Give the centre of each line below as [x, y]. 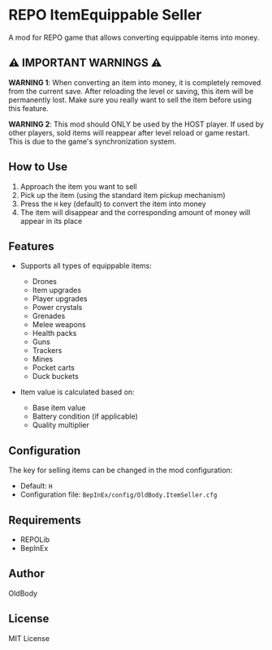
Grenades [49, 316]
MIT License [29, 638]
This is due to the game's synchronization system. [93, 141]
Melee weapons [59, 325]
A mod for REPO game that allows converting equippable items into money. [134, 37]
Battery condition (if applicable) [85, 416]
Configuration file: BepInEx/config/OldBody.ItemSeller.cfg [119, 495]
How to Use [38, 167]
